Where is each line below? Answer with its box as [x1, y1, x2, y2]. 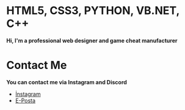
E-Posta [15, 97, 35, 104]
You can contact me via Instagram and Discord [6, 78, 127, 86]
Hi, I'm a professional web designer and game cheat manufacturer [6, 37, 178, 44]
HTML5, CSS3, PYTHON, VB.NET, [6, 4, 180, 18]
